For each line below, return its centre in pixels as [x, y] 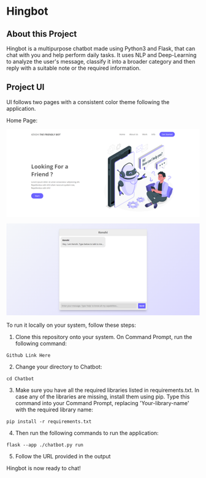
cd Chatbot [20, 379]
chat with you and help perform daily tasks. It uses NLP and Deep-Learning [101, 55]
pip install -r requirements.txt [49, 422]
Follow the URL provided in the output [63, 457]
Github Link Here [29, 356]
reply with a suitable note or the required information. [74, 68]
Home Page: [22, 120]
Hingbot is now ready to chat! [44, 468]
